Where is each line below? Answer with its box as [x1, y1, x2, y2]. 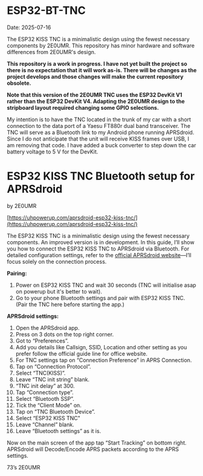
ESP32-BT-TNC [7, 4, 86, 18]
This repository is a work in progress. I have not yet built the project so [7, 60, 188, 67]
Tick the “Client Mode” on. [15, 401, 82, 409]
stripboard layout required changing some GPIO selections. [7, 104, 159, 111]
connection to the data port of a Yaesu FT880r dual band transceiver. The [7, 122, 191, 129]
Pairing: [7, 269, 27, 277]
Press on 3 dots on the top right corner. [15, 330, 114, 338]
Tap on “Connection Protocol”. [15, 363, 91, 370]
